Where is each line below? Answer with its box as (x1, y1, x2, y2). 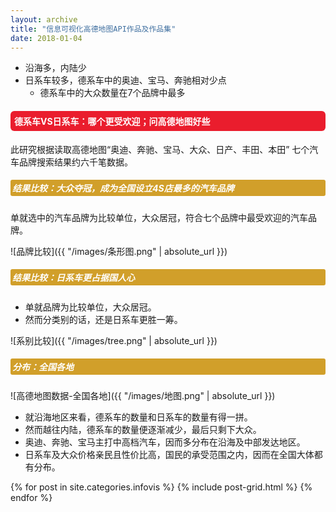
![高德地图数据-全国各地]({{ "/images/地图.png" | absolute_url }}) (10, 390, 276, 402)
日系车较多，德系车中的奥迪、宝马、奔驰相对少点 (24, 74, 227, 86)
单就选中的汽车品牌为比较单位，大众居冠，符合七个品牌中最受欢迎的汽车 (10, 211, 308, 223)
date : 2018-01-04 (10, 33, 83, 43)
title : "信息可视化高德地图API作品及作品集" (10, 24, 177, 34)
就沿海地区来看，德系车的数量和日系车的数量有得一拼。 (24, 411, 253, 423)
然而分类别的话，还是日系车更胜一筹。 (24, 313, 183, 325)
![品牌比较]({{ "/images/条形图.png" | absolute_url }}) (10, 245, 228, 257)
